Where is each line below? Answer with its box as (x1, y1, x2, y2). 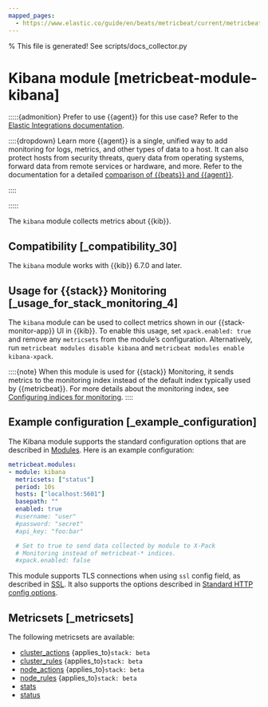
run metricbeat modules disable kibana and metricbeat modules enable (8, 343, 245, 353)
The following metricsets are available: (8, 632, 136, 642)
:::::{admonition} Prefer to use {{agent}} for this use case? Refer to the (8, 113, 238, 122)
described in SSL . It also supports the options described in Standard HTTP (8, 579, 254, 589)
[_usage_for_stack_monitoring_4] (8, 296, 178, 310)
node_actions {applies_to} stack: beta (19, 665, 145, 674)
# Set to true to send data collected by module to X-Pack (15, 542, 216, 550)
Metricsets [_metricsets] (8, 611, 134, 625)
